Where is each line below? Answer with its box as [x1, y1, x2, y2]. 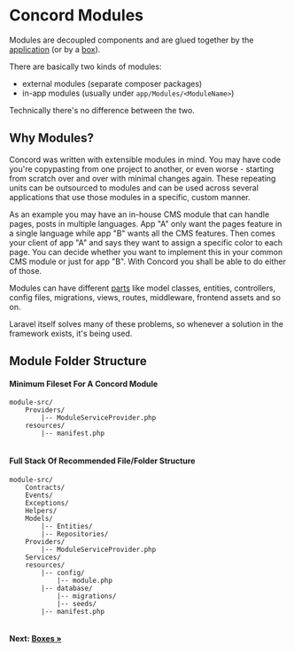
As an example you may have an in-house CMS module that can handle [9, 209, 270, 220]
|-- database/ [41, 584, 93, 593]
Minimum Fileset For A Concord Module [9, 378, 159, 389]
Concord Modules [9, 5, 144, 26]
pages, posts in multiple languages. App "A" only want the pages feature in [9, 218, 282, 229]
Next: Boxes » [9, 633, 62, 644]
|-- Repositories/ [41, 529, 109, 539]
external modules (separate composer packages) [21, 78, 203, 89]
